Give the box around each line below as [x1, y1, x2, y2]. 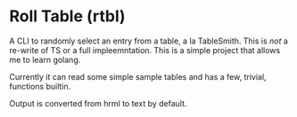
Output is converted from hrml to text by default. [9, 97, 187, 108]
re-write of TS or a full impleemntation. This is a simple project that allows [9, 44, 281, 55]
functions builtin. [9, 81, 71, 91]
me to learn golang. [9, 54, 81, 65]
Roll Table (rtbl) [9, 6, 127, 27]
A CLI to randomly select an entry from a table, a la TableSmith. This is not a [9, 35, 288, 46]
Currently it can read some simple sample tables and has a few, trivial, [9, 71, 267, 82]
